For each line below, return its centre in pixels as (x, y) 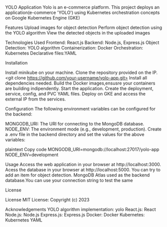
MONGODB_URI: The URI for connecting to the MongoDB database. (75, 124)
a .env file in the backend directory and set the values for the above (75, 134)
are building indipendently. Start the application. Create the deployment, (79, 88)
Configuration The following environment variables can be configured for (80, 109)
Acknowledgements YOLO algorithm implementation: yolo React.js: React (80, 209)
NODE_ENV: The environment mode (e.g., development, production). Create (83, 129)
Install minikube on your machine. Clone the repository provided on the (78, 72)
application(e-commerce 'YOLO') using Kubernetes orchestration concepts (82, 12)
